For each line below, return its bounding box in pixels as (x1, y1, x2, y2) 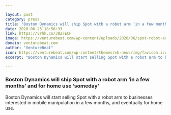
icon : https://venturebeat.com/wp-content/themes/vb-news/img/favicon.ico (5, 50, 167, 55)
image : (5, 36, 19, 41)
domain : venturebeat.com (5, 40, 58, 46)
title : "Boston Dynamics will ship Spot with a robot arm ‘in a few (5, 21, 154, 27)
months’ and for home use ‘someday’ (5, 82, 99, 89)
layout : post (5, 12, 33, 17)
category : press (5, 16, 40, 22)
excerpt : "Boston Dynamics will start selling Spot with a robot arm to (5, 55, 163, 60)
